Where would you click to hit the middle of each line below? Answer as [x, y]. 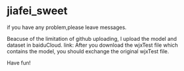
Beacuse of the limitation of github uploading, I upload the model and [92, 38]
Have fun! [19, 63]
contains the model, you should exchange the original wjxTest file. [88, 51]
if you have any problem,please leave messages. [67, 27]
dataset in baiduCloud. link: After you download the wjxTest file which [93, 45]
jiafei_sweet [37, 11]
